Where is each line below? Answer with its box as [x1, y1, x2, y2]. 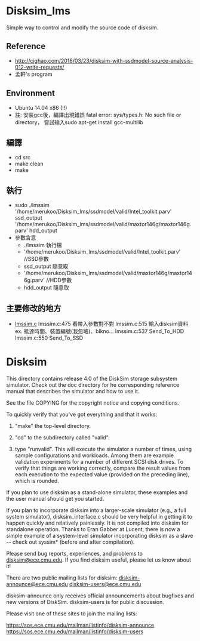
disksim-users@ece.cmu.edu [69, 580, 141, 587]
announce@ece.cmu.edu [6, 580, 68, 587]
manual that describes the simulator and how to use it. [6, 387, 140, 395]
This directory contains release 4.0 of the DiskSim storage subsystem [6, 375, 178, 382]
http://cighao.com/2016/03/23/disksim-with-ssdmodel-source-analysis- [14, 57, 193, 64]
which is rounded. [14, 477, 60, 484]
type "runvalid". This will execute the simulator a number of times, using [14, 445, 192, 452]
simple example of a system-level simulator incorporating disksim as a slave [6, 532, 193, 539]
